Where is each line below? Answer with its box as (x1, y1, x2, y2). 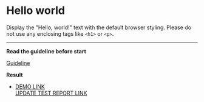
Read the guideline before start (6, 47, 87, 55)
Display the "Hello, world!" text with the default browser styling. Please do (6, 24, 192, 31)
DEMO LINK (15, 83, 46, 90)
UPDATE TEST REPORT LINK (15, 89, 87, 97)
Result (6, 71, 23, 78)
